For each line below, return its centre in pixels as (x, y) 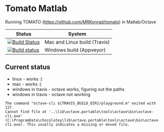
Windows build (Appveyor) (75, 50)
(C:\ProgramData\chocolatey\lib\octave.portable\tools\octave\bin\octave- (83, 120)
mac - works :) (27, 84)
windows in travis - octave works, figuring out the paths (68, 89)
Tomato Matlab (36, 8)
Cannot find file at (26, 112)
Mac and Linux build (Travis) (77, 42)
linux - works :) (27, 79)
